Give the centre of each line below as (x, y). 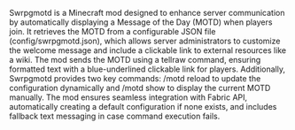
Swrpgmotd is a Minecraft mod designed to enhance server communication (147, 13)
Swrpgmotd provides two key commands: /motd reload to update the (135, 78)
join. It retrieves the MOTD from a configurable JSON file (113, 31)
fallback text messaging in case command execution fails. (115, 116)
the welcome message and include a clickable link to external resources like (147, 50)
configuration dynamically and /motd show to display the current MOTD (140, 88)
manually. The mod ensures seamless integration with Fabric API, (128, 97)
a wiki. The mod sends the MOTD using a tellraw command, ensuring (135, 60)
